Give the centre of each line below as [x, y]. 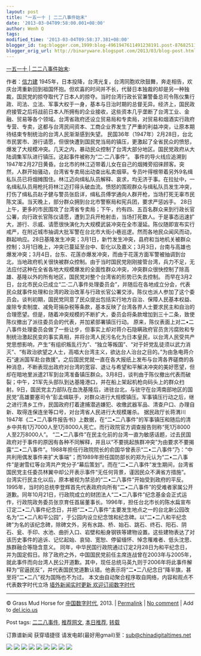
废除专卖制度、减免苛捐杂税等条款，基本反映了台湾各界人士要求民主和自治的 [100, 306]
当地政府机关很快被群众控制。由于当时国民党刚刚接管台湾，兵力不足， [103, 261]
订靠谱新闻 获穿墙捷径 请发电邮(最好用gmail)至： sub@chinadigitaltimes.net [99, 635]
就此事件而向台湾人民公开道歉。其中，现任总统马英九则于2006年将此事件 [97, 562]
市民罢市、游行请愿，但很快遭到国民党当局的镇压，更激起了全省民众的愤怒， [100, 141]
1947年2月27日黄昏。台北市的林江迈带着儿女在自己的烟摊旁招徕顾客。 [93, 164]
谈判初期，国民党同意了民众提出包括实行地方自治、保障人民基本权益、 [108, 299]
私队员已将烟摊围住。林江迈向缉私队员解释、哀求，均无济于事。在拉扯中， [98, 179]
